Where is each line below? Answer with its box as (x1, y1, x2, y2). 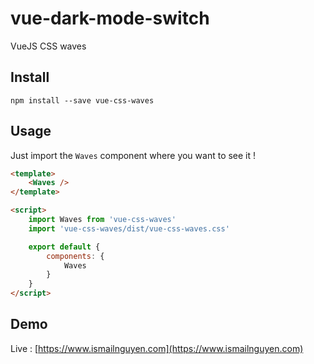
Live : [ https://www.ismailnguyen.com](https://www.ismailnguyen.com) (10, 342, 304, 354)
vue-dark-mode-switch (10, 7, 210, 30)
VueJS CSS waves (10, 40, 87, 52)
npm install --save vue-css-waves (10, 95, 155, 106)
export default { (28, 242, 101, 252)
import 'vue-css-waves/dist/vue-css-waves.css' (28, 223, 230, 234)
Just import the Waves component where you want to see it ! (10, 149, 257, 161)
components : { (46, 251, 105, 261)
